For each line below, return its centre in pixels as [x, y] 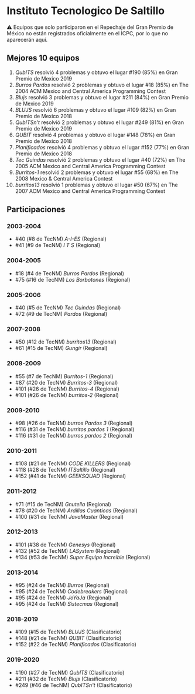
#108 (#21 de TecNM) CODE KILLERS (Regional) [73, 463]
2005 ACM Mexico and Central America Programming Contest [90, 166]
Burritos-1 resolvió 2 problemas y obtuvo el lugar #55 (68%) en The [97, 172]
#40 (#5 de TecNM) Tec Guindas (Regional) [68, 308]
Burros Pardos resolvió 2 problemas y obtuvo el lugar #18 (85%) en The [102, 85]
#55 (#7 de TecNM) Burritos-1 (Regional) [64, 376]
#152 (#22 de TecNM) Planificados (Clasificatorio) [76, 645]
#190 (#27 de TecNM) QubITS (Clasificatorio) [70, 672]
